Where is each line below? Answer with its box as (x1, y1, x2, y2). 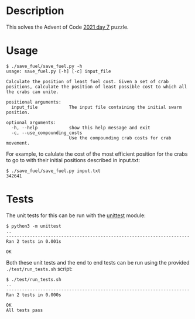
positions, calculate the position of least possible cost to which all (6, 84, 187, 90)
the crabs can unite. (6, 89, 59, 95)
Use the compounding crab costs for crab (69, 135, 172, 141)
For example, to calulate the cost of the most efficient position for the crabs (6, 150, 189, 157)
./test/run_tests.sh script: (6, 265, 73, 272)
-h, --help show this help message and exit (11, 125, 150, 131)
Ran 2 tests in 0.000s (6, 291, 61, 298)
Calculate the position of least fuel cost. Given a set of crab (6, 78, 169, 84)
